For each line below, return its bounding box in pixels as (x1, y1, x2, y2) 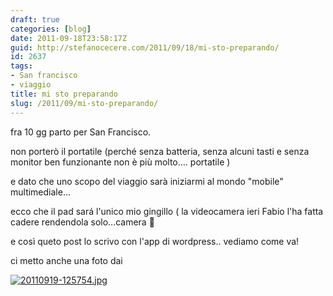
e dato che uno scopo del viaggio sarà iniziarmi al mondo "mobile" (10, 175, 284, 187)
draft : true (10, 14, 60, 25)
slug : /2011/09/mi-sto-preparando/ (10, 98, 159, 108)
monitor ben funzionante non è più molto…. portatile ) (10, 156, 231, 168)
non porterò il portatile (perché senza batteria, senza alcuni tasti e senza (10, 145, 310, 157)
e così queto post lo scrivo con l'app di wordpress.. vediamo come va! (10, 235, 300, 247)
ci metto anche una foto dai (10, 254, 123, 266)
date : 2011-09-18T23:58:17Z (10, 33, 128, 43)
